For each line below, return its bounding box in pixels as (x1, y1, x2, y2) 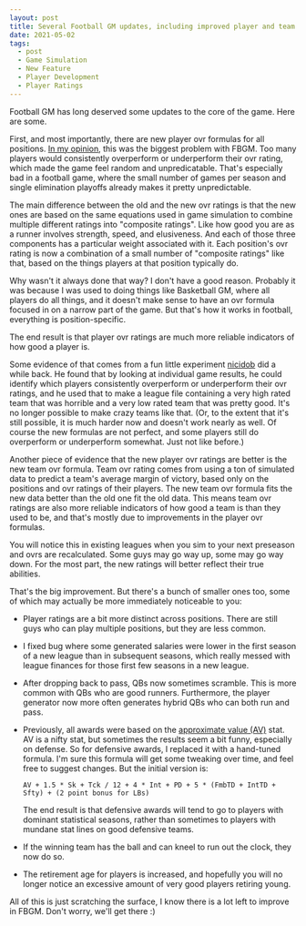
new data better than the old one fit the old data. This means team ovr (9, 493, 271, 504)
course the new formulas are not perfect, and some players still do (9, 426, 260, 437)
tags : (9, 38, 30, 48)
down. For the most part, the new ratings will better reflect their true (9, 558, 264, 569)
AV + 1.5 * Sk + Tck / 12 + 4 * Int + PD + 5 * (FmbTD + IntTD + (22, 780, 276, 789)
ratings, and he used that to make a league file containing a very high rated (9, 388, 291, 399)
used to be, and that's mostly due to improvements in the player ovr (9, 512, 263, 523)
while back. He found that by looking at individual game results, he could (9, 368, 282, 379)
